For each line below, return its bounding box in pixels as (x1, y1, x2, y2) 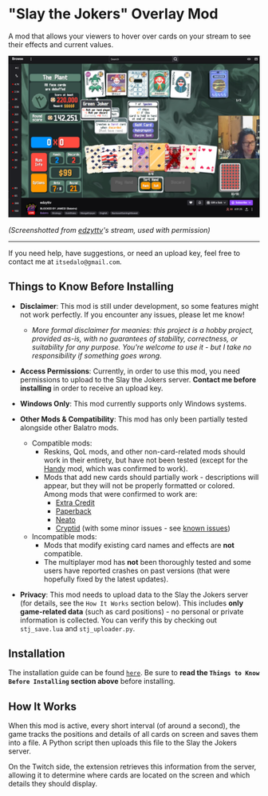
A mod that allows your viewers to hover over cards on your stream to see (8, 31, 251, 41)
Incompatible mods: (31, 531, 97, 541)
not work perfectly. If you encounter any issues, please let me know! (19, 310, 245, 319)
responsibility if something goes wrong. (31, 350, 162, 360)
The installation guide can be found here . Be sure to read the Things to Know (8, 668, 260, 678)
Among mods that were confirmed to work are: (43, 489, 198, 498)
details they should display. (8, 779, 98, 789)
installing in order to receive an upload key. (19, 383, 164, 393)
